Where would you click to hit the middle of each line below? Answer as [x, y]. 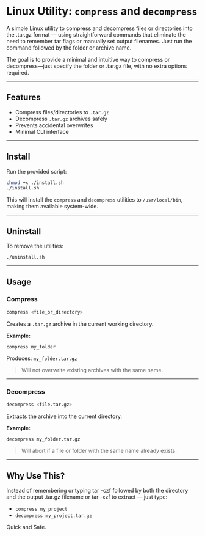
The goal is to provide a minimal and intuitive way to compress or [88, 59]
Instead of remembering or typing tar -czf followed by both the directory [97, 491]
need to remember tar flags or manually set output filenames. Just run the [99, 41]
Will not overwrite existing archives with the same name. [92, 370]
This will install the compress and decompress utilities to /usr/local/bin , [95, 200]
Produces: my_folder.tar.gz [42, 358]
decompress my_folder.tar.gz [43, 439]
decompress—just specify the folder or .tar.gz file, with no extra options [97, 66]
